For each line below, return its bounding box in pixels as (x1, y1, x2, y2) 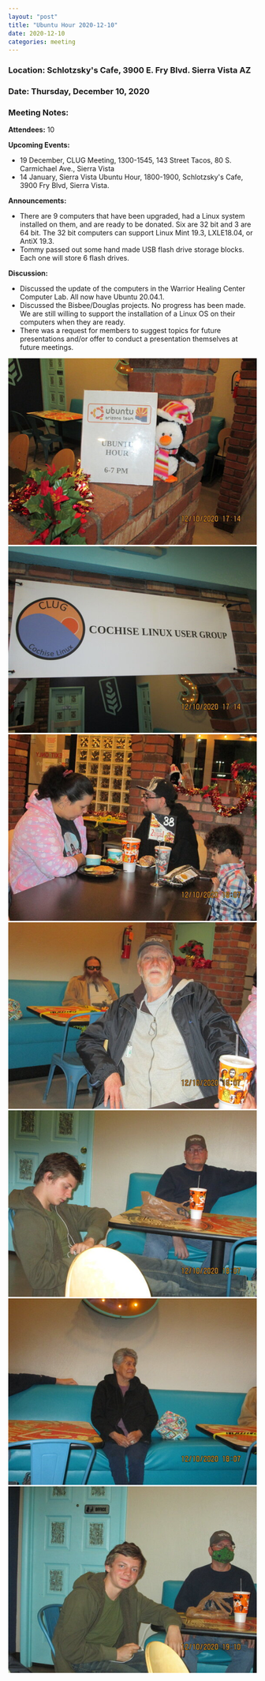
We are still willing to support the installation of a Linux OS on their (19, 309, 236, 319)
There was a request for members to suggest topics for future (19, 326, 222, 336)
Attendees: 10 (8, 125, 55, 134)
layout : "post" (8, 13, 58, 21)
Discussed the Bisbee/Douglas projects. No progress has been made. (19, 301, 246, 310)
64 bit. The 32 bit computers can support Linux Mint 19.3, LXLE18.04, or (19, 228, 253, 238)
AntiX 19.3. (19, 237, 55, 246)
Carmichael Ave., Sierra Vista (19, 164, 115, 174)
